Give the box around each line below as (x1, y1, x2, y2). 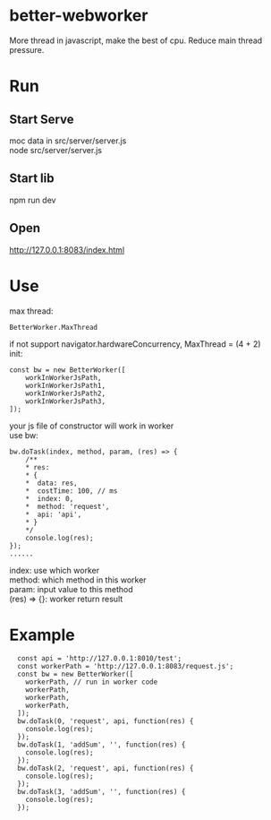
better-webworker (9, 5, 148, 26)
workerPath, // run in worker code (25, 678, 158, 686)
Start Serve (9, 111, 74, 126)
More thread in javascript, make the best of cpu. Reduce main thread (9, 35, 263, 46)
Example (9, 625, 75, 645)
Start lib (9, 171, 55, 186)
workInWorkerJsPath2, (25, 389, 106, 398)
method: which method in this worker (9, 574, 147, 585)
